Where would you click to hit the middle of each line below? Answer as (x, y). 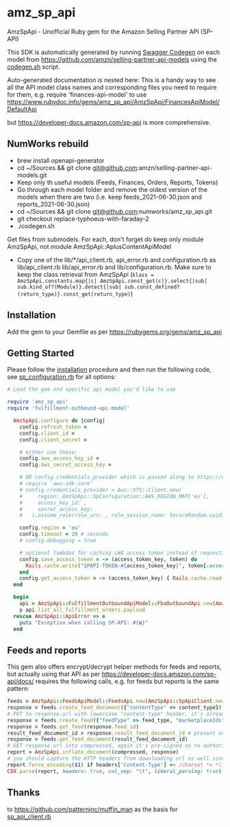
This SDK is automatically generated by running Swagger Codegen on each (114, 52)
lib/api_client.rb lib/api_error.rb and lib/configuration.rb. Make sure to (114, 267)
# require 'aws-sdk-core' (56, 484)
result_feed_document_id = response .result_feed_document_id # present (111, 733)
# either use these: (49, 452)
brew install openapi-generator (61, 160)
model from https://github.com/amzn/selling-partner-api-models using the (112, 59)
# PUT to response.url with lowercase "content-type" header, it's (105, 714)
